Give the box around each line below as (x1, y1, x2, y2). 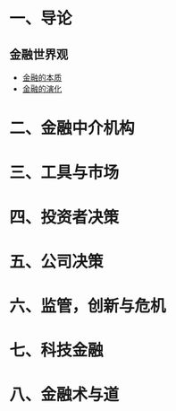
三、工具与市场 (9, 162, 120, 183)
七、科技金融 (9, 340, 105, 361)
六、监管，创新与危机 (9, 295, 167, 316)
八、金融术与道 (9, 385, 120, 405)
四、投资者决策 (9, 207, 120, 227)
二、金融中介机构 (9, 118, 136, 139)
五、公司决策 (9, 251, 105, 272)
